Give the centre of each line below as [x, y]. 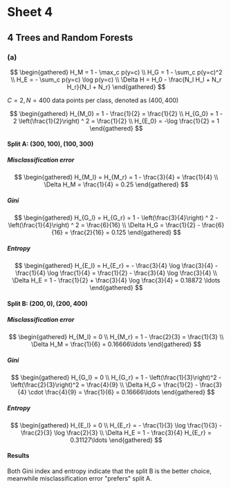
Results [18, 456]
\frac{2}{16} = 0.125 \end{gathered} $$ [126, 233]
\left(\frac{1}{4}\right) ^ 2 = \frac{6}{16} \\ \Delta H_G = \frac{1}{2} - [104, 225]
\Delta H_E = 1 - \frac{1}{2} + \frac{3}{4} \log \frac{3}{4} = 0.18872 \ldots [116, 280]
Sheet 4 [30, 12]
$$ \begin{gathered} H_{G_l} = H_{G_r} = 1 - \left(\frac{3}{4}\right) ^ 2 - [116, 218]
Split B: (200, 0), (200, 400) [47, 303]
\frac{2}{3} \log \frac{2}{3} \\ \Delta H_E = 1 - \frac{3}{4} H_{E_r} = [116, 432]
